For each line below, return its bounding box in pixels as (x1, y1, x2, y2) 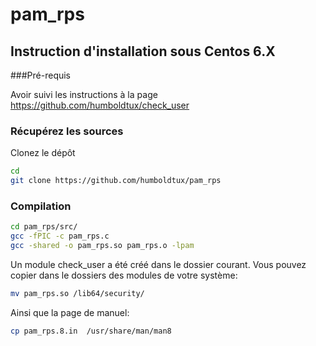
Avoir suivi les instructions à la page (10, 89, 158, 100)
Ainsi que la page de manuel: (10, 306, 130, 318)
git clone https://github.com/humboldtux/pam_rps (10, 176, 222, 186)
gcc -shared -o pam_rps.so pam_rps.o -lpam (10, 241, 195, 251)
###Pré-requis (10, 69, 72, 81)
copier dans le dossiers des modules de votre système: (10, 269, 238, 281)
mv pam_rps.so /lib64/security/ (10, 288, 145, 298)
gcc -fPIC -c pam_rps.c (10, 231, 110, 242)
